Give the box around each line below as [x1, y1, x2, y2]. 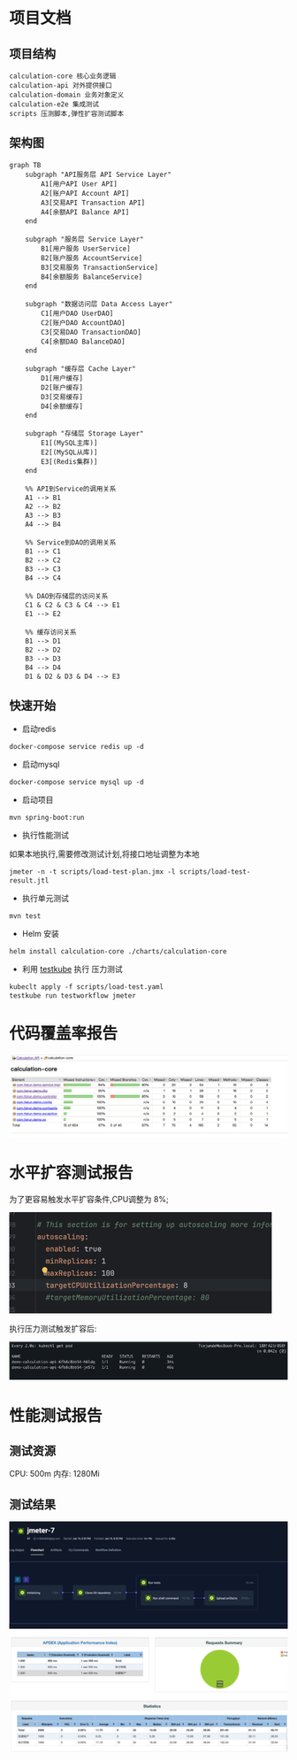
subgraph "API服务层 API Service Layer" [25, 170, 172, 179]
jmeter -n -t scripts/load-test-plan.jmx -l [9, 867, 176, 876]
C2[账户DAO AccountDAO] [41, 318, 126, 328]
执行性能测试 [21, 830, 69, 840]
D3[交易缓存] [41, 392, 84, 401]
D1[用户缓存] [41, 374, 84, 382]
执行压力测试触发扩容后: [9, 1323, 97, 1333]
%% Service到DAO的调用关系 [25, 537, 117, 547]
